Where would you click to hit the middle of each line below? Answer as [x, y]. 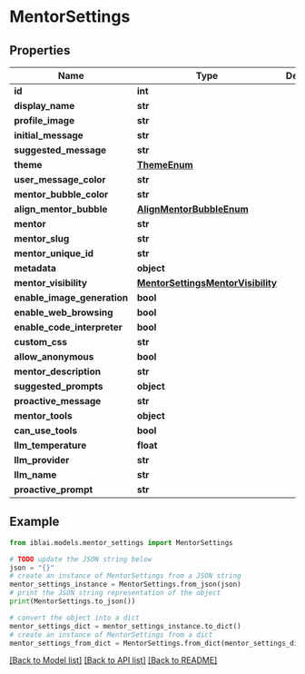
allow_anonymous [54, 357]
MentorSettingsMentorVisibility [207, 283]
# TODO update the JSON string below [81, 559]
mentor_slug [42, 238]
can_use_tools [46, 431]
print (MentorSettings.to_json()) [73, 601]
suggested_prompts [59, 386]
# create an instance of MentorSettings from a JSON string [126, 576]
